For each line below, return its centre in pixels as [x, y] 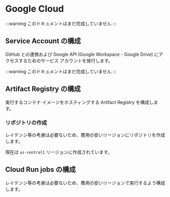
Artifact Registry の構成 [43, 89]
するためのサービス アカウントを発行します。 [66, 60]
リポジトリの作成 [26, 123]
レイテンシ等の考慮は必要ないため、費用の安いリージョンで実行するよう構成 [85, 183]
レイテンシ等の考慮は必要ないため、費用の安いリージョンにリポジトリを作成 [85, 135]
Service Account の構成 [43, 41]
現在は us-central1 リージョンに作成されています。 [59, 152]
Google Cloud [35, 9]
